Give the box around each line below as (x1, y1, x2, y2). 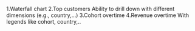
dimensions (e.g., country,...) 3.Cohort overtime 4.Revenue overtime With (6, 12, 190, 19)
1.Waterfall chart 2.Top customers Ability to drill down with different (6, 5, 175, 12)
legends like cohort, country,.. (6, 18, 81, 25)
